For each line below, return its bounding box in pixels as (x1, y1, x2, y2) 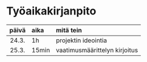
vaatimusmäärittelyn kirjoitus (55, 46, 138, 54)
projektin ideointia (55, 36, 108, 45)
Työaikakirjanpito (6, 4, 97, 18)
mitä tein (55, 26, 82, 34)
